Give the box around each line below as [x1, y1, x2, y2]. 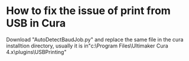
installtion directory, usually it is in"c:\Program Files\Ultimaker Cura [6, 42, 168, 49]
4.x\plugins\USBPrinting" [6, 48, 67, 55]
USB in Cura [6, 16, 66, 30]
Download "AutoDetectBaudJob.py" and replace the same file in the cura [6, 36, 184, 43]
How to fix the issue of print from [6, 4, 171, 18]
